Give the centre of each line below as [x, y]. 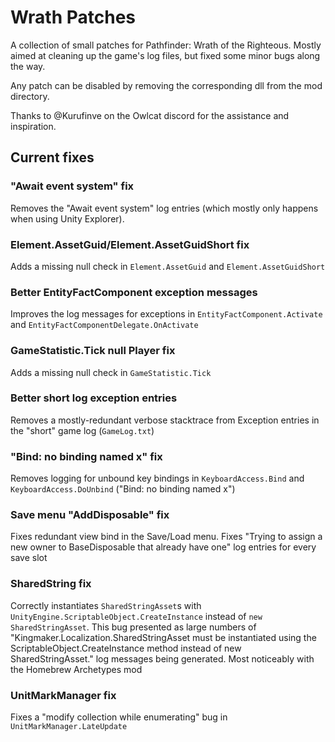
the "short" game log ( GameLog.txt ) [82, 430]
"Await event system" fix [72, 186]
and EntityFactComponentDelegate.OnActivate [104, 325]
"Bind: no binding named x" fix [86, 456]
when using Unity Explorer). [67, 218]
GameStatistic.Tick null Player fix [93, 351]
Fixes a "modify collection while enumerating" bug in [119, 717]
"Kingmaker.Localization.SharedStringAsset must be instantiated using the [163, 637]
